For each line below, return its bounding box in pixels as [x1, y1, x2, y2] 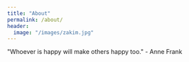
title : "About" [7, 10, 51, 17]
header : [7, 22, 30, 29]
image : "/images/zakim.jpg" [13, 29, 94, 36]
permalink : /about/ [7, 16, 63, 23]
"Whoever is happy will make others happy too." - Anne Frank [7, 48, 183, 56]
